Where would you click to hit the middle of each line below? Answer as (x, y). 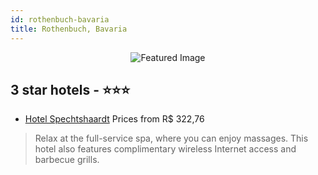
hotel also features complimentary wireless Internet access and (165, 149)
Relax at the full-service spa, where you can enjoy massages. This (171, 138)
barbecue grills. (67, 160)
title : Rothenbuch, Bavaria (69, 29)
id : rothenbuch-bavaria (60, 19)
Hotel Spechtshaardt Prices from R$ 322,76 (114, 119)
